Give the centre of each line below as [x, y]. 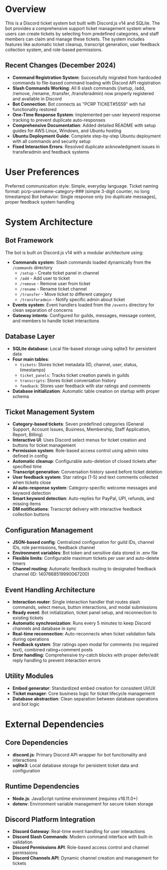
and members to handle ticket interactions [56, 321]
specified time [27, 467]
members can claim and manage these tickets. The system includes [75, 39]
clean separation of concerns [43, 310]
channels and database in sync [44, 628]
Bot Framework [29, 240]
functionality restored [34, 109]
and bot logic [26, 704]
